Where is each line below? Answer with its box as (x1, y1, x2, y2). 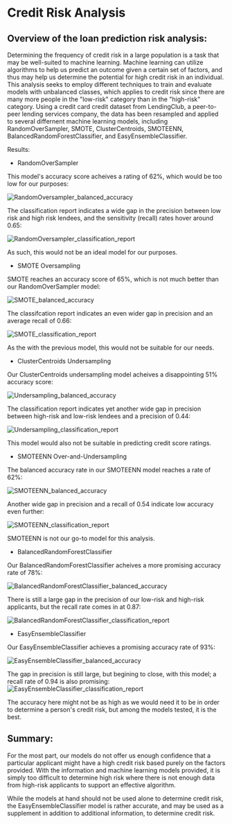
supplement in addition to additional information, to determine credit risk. (7, 809, 215, 817)
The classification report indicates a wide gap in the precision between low (7, 207, 222, 214)
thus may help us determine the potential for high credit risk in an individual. (7, 73, 224, 81)
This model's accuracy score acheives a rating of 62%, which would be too (7, 172, 223, 180)
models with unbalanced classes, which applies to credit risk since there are (7, 88, 225, 96)
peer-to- (193, 103, 217, 110)
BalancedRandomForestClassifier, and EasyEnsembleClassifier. (7, 132, 188, 140)
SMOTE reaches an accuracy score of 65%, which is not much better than (7, 275, 220, 283)
